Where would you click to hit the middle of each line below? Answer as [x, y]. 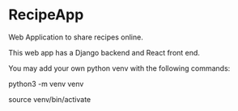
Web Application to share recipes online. [76, 37]
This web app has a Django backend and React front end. [104, 52]
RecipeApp [46, 15]
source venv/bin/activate [50, 99]
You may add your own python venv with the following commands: [119, 68]
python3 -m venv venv [46, 84]
